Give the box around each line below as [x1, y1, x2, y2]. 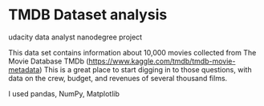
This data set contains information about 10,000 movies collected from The [8, 47, 257, 57]
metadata [8, 64, 40, 74]
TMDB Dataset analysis [8, 6, 168, 24]
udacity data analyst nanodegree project [8, 32, 143, 42]
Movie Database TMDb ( [8, 56, 90, 66]
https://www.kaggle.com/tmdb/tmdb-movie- [88, 56, 236, 66]
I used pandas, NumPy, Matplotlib [8, 88, 120, 98]
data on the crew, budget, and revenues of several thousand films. [8, 73, 228, 83]
